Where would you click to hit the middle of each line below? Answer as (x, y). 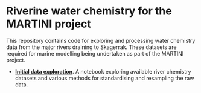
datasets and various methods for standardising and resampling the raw (104, 78)
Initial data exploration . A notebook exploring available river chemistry (103, 71)
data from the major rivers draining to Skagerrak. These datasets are (91, 47)
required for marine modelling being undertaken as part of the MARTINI (95, 53)
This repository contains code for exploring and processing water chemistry (101, 40)
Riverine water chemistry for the (89, 11)
